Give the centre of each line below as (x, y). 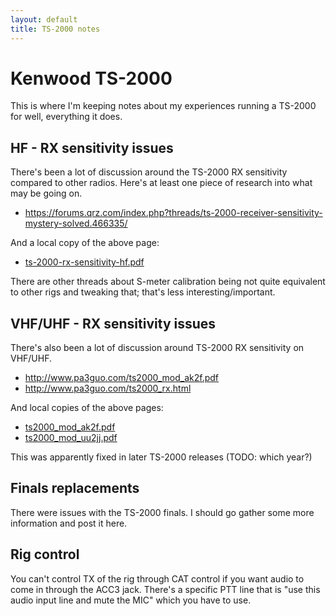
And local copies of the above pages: (87, 408)
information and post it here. (69, 523)
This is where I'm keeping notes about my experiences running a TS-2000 (163, 106)
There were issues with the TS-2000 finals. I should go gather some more (162, 512)
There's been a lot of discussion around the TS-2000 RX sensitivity (149, 172)
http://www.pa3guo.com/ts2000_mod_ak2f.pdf (122, 378)
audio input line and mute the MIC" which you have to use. (131, 600)
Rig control (45, 554)
